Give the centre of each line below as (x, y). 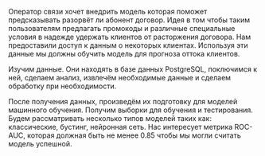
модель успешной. (40, 144)
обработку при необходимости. (62, 86)
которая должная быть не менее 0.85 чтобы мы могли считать (134, 135)
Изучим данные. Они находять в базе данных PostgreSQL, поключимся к (133, 69)
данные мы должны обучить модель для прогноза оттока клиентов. (124, 54)
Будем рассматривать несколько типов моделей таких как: (110, 118)
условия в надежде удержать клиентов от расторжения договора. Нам (130, 37)
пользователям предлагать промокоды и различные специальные (122, 28)
